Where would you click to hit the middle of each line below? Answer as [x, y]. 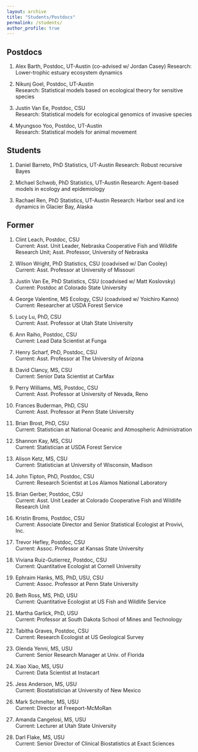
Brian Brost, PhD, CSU [42, 423]
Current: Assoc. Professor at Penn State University [77, 584]
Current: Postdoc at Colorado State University [71, 287]
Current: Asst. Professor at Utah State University [74, 323]
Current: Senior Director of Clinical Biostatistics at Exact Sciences [95, 743]
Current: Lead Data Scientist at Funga [61, 341]
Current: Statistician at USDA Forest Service [69, 447]
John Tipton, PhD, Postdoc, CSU [55, 476]
